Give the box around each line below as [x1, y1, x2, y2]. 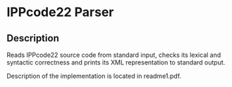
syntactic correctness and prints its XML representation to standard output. [6, 58, 226, 67]
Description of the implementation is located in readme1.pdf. [6, 72, 181, 80]
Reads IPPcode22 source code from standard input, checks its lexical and [6, 51, 221, 59]
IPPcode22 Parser [6, 4, 114, 20]
